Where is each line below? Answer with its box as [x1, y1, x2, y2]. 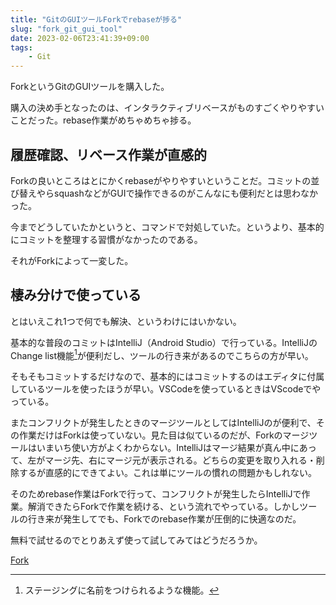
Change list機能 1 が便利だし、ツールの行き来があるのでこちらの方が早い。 [10, 347, 314, 361]
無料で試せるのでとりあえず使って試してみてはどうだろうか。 [10, 534, 263, 546]
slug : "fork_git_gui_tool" [10, 24, 123, 34]
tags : [10, 42, 33, 53]
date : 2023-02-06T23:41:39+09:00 [10, 33, 150, 43]
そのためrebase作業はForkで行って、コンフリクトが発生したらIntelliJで [10, 488, 302, 500]
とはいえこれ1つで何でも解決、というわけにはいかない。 [10, 315, 242, 327]
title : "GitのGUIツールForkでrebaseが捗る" [10, 14, 183, 25]
